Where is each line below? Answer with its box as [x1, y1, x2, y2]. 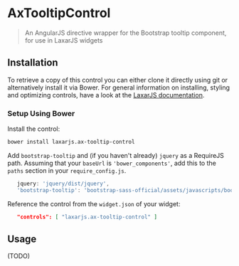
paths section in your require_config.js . [7, 166, 127, 175]
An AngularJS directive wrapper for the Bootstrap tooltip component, [24, 28, 227, 37]
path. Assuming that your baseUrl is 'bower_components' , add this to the [7, 159, 217, 167]
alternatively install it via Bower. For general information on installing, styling [7, 83, 230, 92]
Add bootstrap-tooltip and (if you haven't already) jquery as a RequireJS [7, 151, 224, 159]
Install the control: [7, 124, 60, 133]
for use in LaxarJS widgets [24, 36, 103, 44]
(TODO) [7, 252, 31, 260]
